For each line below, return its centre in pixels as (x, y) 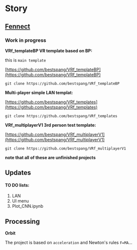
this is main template (26, 60)
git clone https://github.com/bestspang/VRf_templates (61, 116)
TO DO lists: (17, 185)
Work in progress (26, 40)
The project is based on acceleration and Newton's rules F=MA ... (69, 243)
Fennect (18, 26)
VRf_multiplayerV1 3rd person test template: (51, 125)
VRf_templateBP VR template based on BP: (49, 50)
